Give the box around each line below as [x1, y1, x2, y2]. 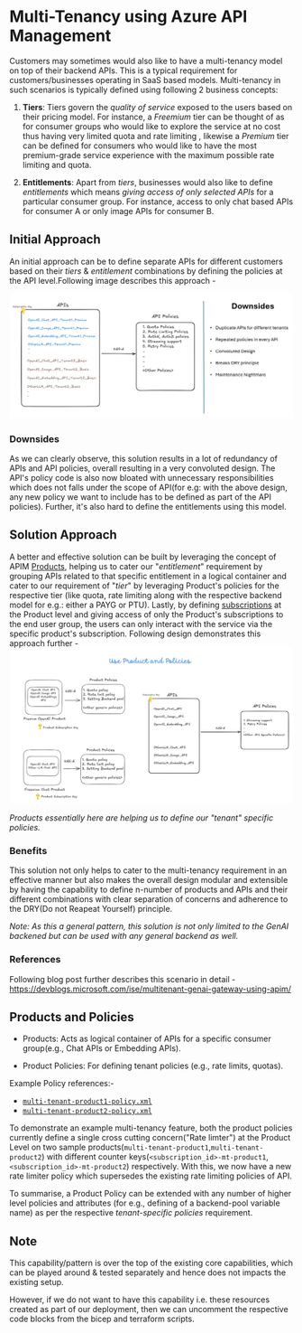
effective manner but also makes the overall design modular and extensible [9, 875, 288, 886]
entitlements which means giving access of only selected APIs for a [22, 186, 274, 197]
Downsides [9, 432, 60, 445]
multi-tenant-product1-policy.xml [22, 1097, 152, 1106]
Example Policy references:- [9, 1078, 114, 1089]
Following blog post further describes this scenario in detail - [9, 973, 236, 984]
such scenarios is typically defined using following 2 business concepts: [9, 84, 279, 95]
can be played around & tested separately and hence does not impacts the [9, 1267, 287, 1278]
